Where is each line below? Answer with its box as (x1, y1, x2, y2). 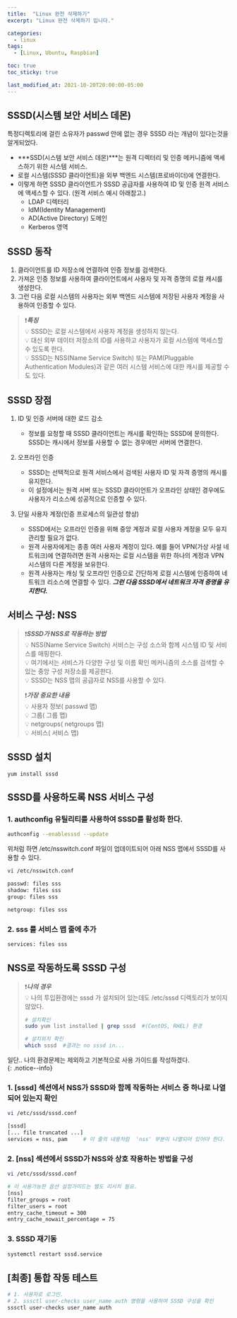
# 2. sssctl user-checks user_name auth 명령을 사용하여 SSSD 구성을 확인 (7, 1297, 214, 1305)
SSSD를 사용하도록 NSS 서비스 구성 (7, 792, 154, 804)
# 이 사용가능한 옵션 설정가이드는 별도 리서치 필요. (7, 1183, 138, 1191)
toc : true (7, 62, 37, 69)
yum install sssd (7, 770, 59, 777)
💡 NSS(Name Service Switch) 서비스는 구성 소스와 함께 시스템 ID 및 (24, 640, 214, 649)
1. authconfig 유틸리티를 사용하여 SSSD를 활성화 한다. (7, 814, 183, 824)
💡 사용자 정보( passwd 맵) (24, 702, 97, 710)
